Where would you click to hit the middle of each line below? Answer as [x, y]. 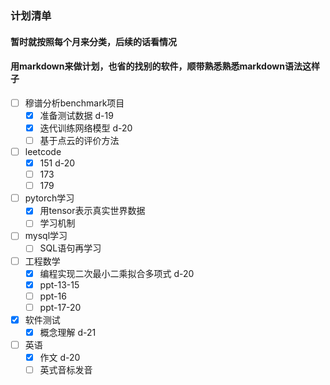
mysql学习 [46, 236]
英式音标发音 [66, 370]
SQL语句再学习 [70, 248]
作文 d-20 [60, 358]
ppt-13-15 [59, 284]
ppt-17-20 [60, 307]
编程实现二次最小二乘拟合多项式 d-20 [117, 273]
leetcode [43, 151]
